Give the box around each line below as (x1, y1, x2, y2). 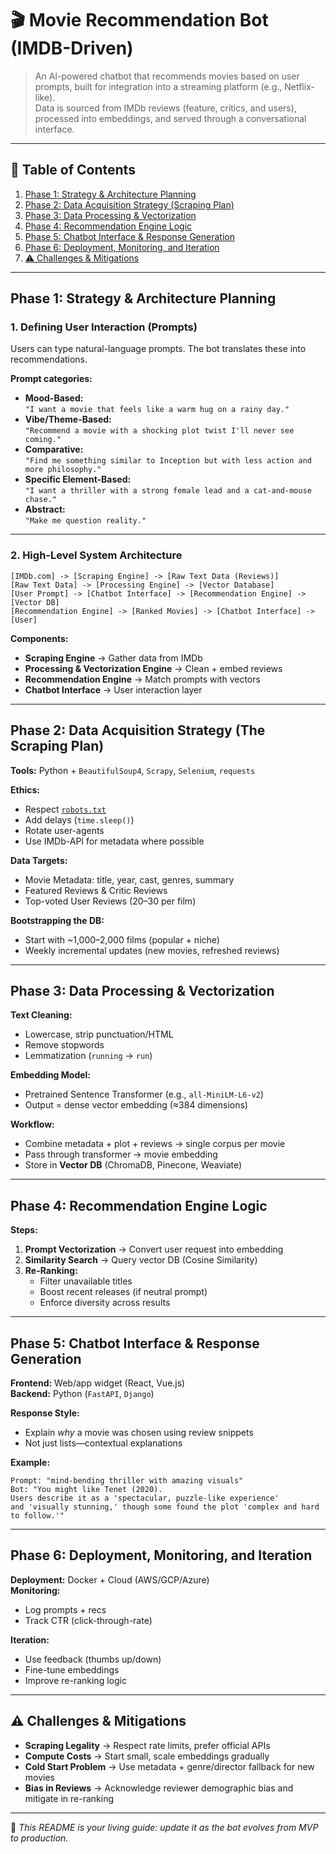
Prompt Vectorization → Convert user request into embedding (24, 1243, 284, 1256)
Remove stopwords (24, 1039, 105, 1051)
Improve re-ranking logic (24, 1674, 127, 1686)
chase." (24, 495, 57, 505)
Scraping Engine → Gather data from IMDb (24, 652, 203, 664)
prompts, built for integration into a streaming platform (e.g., (34, 80, 283, 92)
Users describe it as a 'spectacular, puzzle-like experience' (10, 1493, 280, 1503)
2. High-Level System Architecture (10, 548, 183, 562)
